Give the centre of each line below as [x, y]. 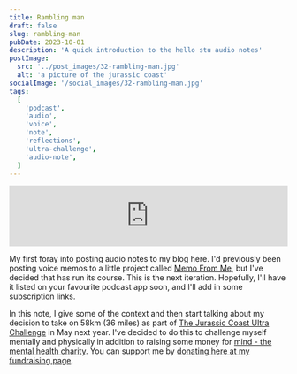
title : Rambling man [47, 17]
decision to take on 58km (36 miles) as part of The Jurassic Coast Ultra [139, 323]
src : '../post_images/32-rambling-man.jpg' [98, 67]
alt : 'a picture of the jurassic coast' [92, 75]
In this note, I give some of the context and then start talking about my [137, 314]
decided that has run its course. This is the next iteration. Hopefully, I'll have [147, 278]
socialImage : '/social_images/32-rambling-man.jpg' [106, 83]
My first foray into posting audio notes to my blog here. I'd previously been [145, 259]
